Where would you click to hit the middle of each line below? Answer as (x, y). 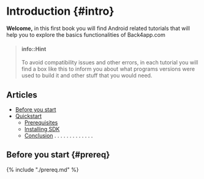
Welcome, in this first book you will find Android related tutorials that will (98, 28)
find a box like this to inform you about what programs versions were (108, 69)
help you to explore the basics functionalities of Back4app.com (86, 34)
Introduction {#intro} (60, 11)
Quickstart (28, 116)
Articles (22, 95)
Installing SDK (42, 129)
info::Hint (34, 49)
